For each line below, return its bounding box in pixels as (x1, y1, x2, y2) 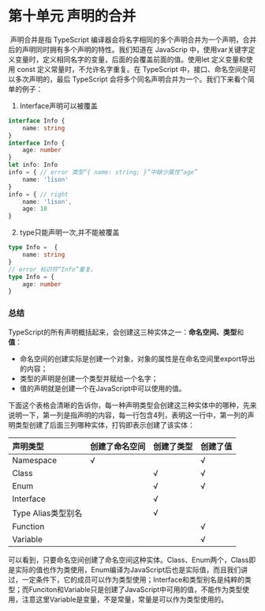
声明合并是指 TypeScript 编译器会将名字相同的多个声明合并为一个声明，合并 (9, 35, 257, 44)
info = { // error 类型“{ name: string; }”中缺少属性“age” (8, 168, 198, 176)
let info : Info (8, 161, 58, 169)
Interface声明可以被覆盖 (19, 100, 98, 111)
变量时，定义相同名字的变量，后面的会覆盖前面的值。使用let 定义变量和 (14, 55, 247, 64)
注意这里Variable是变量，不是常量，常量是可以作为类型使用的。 (21, 594, 229, 604)
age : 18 (22, 205, 47, 213)
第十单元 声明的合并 (8, 7, 136, 25)
